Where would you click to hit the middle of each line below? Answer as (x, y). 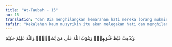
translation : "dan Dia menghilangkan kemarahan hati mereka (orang (79, 19)
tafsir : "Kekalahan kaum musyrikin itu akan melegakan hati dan (75, 24)
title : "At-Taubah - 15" (32, 10)
